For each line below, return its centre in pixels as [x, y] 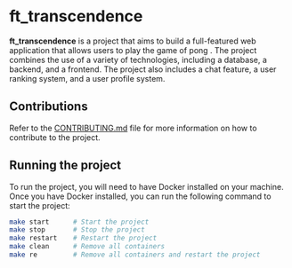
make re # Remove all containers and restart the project [135, 255]
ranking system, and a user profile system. [87, 78]
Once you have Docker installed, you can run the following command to [140, 196]
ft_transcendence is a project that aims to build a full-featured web [133, 41]
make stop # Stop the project [77, 230]
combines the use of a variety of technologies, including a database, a [138, 59]
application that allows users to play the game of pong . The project [133, 50]
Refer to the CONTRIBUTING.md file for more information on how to [133, 128]
